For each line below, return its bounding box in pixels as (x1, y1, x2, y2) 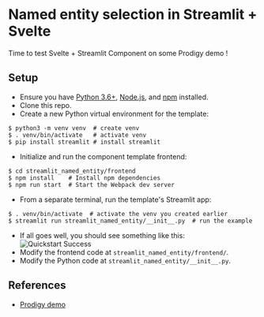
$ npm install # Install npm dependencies (8, 173, 160, 182)
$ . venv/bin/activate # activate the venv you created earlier (8, 210, 228, 218)
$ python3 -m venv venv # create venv (8, 124, 140, 132)
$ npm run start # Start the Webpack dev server (8, 181, 175, 188)
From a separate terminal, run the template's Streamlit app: (19, 195, 212, 204)
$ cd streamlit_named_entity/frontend (8, 167, 136, 175)
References (8, 278, 66, 293)
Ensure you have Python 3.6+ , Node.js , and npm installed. (19, 92, 209, 102)
